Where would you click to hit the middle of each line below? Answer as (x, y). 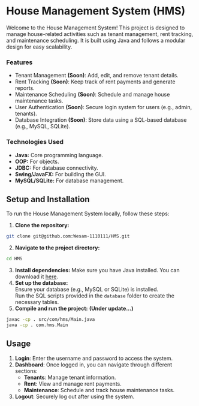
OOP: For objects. (37, 161)
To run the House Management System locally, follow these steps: (88, 213)
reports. (25, 88)
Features (19, 62)
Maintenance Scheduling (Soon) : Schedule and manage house (92, 95)
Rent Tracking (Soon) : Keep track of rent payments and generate (95, 82)
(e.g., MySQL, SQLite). (43, 127)
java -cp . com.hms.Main (37, 325)
